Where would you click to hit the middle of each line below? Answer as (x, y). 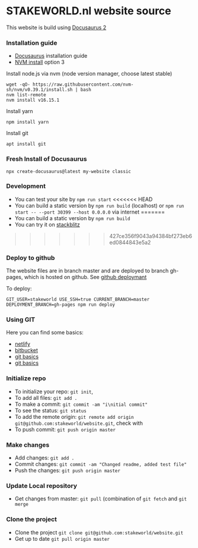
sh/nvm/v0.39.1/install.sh (39, 90)
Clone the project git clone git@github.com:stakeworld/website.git (99, 532)
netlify (23, 344)
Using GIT (21, 320)
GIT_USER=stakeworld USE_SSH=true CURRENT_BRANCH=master (78, 300)
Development (26, 186)
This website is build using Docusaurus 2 (56, 27)
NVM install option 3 (40, 62)
